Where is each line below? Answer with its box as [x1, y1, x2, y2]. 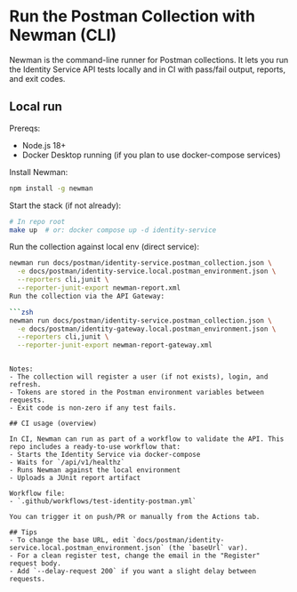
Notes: [9, 364, 34, 374]
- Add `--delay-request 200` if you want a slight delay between [9, 567, 256, 576]
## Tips [9, 528, 38, 537]
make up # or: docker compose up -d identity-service [9, 225, 217, 235]
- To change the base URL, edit [9, 536, 129, 545]
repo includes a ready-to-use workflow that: [9, 443, 181, 452]
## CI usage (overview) [9, 420, 98, 428]
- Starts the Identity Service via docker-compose [9, 451, 201, 460]
